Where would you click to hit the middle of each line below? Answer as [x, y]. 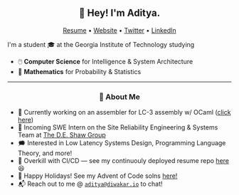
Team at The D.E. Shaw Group [62, 135]
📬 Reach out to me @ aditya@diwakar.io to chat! [90, 184]
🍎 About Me [119, 97]
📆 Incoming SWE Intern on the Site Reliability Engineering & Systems [118, 127]
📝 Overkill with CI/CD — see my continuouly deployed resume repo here [123, 161]
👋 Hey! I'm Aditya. [119, 13]
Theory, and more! [45, 153]
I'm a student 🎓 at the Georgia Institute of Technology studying [101, 44]
